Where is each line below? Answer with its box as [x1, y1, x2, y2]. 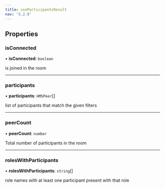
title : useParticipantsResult [5, 7, 67, 12]
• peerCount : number [5, 130, 47, 136]
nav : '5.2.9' [5, 12, 32, 17]
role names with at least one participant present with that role [5, 177, 129, 184]
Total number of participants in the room [5, 140, 87, 146]
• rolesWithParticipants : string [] [5, 168, 74, 174]
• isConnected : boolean [5, 56, 54, 62]
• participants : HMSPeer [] [5, 93, 55, 99]
